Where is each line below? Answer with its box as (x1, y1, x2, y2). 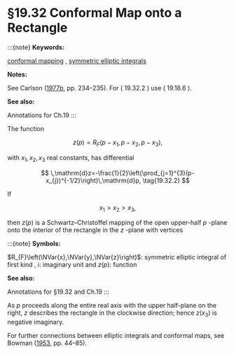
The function (7, 124, 44, 132)
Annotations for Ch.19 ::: (7, 111, 77, 119)
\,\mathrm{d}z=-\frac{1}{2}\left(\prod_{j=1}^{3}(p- (50, 168, 195, 177)
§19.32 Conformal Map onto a (7, 5, 182, 21)
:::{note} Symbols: (7, 240, 61, 248)
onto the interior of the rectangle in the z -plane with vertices (7, 226, 184, 234)
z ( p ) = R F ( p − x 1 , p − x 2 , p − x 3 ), (72, 138, 163, 148)
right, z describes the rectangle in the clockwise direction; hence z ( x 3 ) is (7, 308, 217, 319)
